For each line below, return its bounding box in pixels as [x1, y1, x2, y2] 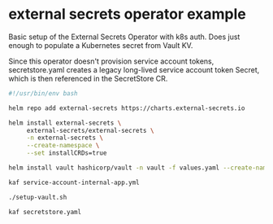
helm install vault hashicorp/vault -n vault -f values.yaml [8, 164, 220, 172]
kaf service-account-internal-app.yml [8, 178, 140, 187]
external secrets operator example [8, 5, 246, 24]
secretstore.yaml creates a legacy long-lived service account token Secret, [8, 64, 260, 74]
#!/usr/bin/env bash [8, 89, 79, 98]
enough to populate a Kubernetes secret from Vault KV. [8, 40, 193, 50]
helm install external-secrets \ [8, 119, 122, 127]
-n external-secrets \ [26, 134, 104, 143]
